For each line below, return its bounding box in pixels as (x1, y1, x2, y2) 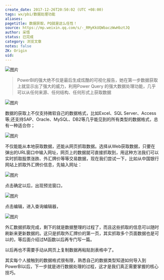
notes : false (5, 44, 32, 49)
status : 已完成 (5, 35, 34, 40)
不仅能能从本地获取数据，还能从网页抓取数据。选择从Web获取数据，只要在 (5, 143, 155, 150)
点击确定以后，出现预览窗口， (5, 182, 65, 189)
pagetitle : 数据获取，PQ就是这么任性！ (5, 21, 77, 26)
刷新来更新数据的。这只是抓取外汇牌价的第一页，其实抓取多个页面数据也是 (5, 230, 155, 236)
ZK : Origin (5, 48, 27, 53)
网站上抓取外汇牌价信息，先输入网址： (5, 162, 82, 168)
